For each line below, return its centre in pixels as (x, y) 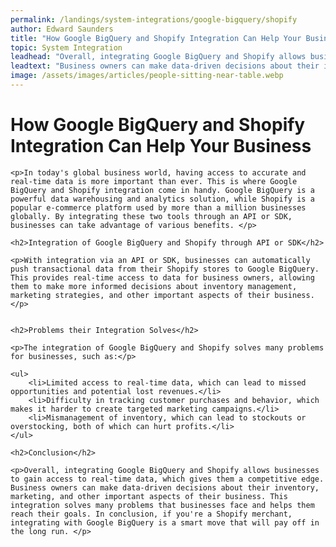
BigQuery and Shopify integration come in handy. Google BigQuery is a (162, 190)
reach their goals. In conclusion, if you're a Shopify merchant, (151, 514)
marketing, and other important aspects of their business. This (149, 496)
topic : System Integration (66, 47)
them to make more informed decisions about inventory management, (154, 286)
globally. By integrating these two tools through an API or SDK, (151, 216)
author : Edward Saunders (62, 29)
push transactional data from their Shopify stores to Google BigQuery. (165, 269)
